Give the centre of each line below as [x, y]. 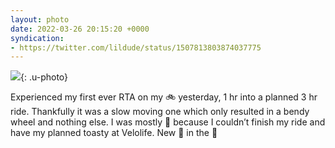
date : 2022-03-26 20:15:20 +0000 [80, 29]
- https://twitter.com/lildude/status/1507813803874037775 [136, 47]
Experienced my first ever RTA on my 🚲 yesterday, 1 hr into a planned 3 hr [164, 97]
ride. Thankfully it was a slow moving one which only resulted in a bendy [160, 112]
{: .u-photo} [44, 77]
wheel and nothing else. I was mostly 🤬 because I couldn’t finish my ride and [168, 122]
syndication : [37, 38]
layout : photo [40, 19]
